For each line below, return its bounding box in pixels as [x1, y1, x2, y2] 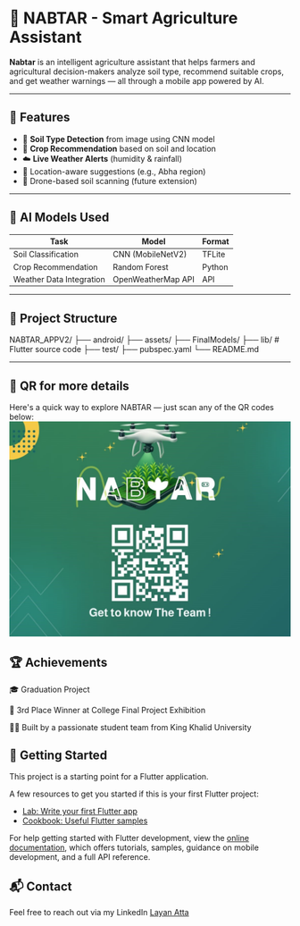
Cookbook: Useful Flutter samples [21, 815, 148, 826]
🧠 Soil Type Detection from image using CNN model [21, 133, 216, 144]
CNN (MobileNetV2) [112, 249, 187, 260]
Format [202, 236, 229, 247]
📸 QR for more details [9, 378, 129, 393]
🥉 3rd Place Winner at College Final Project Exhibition [9, 704, 206, 715]
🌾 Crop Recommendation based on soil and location [21, 143, 217, 154]
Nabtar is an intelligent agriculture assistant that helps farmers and [9, 56, 256, 67]
